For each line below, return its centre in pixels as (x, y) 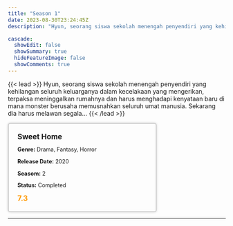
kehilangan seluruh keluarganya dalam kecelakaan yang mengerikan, (106, 91)
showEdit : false (37, 45)
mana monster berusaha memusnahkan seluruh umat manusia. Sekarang (112, 106)
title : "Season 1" (34, 13)
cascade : (20, 39)
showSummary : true (41, 52)
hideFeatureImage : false (50, 58)
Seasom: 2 (31, 173)
